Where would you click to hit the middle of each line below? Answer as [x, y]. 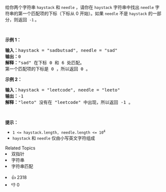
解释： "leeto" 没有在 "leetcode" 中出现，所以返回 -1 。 [69, 102]
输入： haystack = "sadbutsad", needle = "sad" [61, 50]
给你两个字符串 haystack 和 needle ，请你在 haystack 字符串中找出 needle [80, 7]
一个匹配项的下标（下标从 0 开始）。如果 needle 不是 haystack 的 [87, 13]
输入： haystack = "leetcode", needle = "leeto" [63, 90]
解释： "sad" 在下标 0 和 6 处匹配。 [45, 63]
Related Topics [20, 148]
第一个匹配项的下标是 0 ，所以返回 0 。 [48, 69]
